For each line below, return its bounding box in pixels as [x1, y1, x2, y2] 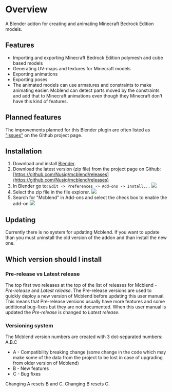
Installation [5, 147, 42, 155]
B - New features [12, 365, 49, 371]
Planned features [5, 113, 62, 122]
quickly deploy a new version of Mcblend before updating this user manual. [5, 292, 165, 299]
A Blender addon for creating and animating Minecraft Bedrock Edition [5, 21, 154, 27]
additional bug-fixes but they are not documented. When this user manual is [5, 304, 166, 310]
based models [12, 60, 43, 66]
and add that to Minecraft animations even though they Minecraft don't [12, 92, 163, 99]
